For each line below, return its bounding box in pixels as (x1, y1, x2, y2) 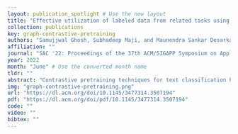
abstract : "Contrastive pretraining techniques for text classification (7, 76, 227, 84)
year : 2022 (7, 57, 40, 64)
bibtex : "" (7, 116, 40, 123)
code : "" (7, 103, 33, 110)
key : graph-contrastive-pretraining (7, 30, 115, 38)
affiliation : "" (7, 43, 55, 50)
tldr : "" (7, 69, 33, 77)
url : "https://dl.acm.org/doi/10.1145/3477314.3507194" (7, 89, 176, 96)
